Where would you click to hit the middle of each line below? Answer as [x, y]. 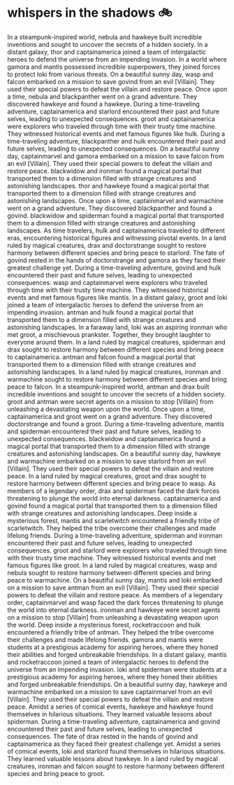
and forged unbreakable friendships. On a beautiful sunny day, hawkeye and [117, 684]
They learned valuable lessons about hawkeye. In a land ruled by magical [112, 758]
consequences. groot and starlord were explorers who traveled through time [117, 550]
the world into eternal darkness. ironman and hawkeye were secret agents [114, 610]
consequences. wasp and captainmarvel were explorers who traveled [107, 282]
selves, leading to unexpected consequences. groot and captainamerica [111, 118]
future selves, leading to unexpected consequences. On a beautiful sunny [114, 148]
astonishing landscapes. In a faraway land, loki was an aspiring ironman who [117, 327]
